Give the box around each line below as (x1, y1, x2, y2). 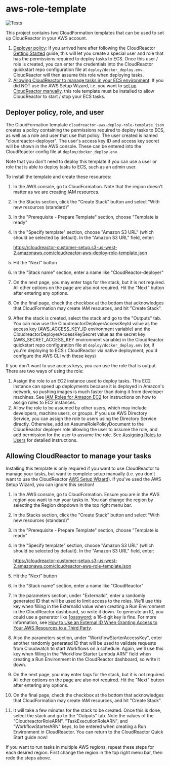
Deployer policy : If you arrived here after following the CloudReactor (13, 45, 156, 51)
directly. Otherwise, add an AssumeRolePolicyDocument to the (13, 421, 144, 427)
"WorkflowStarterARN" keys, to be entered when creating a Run (13, 723, 146, 729)
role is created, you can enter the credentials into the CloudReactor (13, 61, 153, 67)
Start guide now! (13, 734, 48, 740)
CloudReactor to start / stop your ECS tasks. (13, 93, 106, 99)
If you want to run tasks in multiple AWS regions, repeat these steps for (6, 744, 154, 750)
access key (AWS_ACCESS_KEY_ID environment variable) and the (13, 326, 151, 332)
